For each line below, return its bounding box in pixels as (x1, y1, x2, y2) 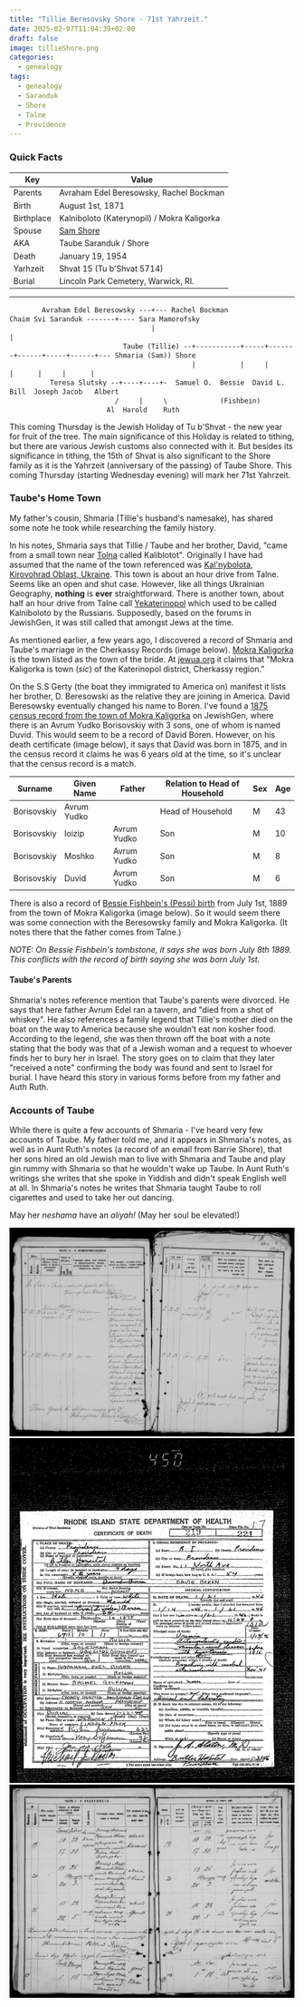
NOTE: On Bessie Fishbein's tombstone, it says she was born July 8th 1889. (9, 944, 292, 955)
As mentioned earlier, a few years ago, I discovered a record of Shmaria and (9, 634, 293, 645)
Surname (17, 783, 52, 794)
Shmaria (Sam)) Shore (114, 350, 196, 360)
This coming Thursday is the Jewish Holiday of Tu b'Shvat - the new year (9, 421, 283, 432)
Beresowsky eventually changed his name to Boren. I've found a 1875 (9, 700, 269, 711)
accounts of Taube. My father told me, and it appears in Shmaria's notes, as (9, 1134, 292, 1145)
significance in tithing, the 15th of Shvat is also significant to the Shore (9, 450, 271, 461)
